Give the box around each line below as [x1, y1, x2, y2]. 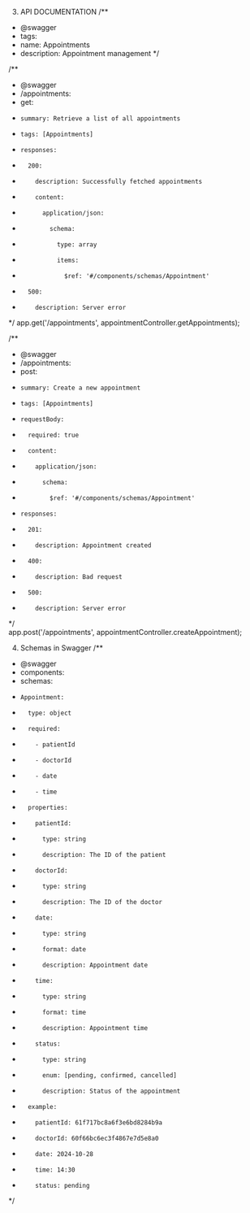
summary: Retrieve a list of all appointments [19, 115, 181, 123]
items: [56, 256, 80, 264]
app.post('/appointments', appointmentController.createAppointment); [8, 628, 243, 637]
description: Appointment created [35, 541, 152, 550]
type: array [56, 241, 97, 249]
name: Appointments [19, 40, 91, 50]
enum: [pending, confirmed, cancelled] [41, 1072, 177, 1080]
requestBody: [19, 415, 65, 424]
